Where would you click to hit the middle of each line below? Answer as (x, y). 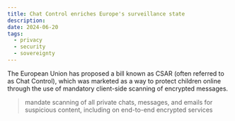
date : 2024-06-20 (33, 27)
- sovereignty (34, 54)
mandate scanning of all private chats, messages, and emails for (119, 102)
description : (27, 21)
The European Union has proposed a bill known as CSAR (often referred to (116, 73)
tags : (15, 34)
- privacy (28, 40)
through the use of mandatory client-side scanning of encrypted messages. (118, 88)
